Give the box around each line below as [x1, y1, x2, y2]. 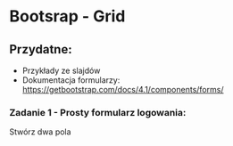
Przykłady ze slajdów [21, 65, 101, 76]
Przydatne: [9, 42, 73, 57]
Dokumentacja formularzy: [21, 75, 121, 85]
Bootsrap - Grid [9, 6, 126, 27]
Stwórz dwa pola [9, 126, 71, 137]
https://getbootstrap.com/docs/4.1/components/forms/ [21, 85, 224, 94]
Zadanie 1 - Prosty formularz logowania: [9, 106, 187, 118]
